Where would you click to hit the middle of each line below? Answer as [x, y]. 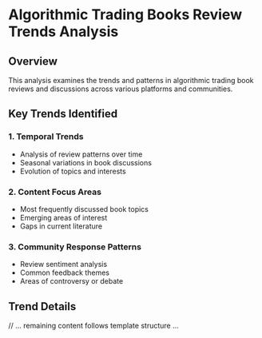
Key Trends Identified [63, 114]
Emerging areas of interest [64, 217]
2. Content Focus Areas [55, 192]
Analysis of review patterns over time [81, 154]
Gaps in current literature [61, 226]
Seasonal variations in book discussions [85, 162]
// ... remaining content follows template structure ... [94, 326]
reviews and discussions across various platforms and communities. [121, 89]
